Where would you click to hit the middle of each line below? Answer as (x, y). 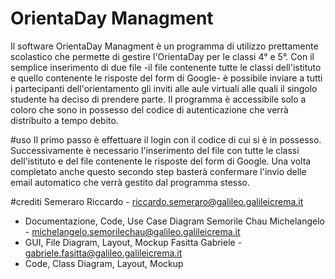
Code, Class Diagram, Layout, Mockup (104, 263)
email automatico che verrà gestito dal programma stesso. (130, 182)
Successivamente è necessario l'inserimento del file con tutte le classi (155, 150)
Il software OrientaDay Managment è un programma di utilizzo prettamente (164, 46)
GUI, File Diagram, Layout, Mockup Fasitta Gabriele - (133, 242)
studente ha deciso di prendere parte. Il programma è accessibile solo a (158, 99)
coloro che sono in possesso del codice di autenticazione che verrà (149, 109)
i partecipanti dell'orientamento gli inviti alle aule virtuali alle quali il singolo (164, 88)
